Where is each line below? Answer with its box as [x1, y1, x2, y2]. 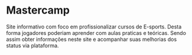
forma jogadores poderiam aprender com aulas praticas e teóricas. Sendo [6, 29, 186, 36]
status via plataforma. [6, 42, 59, 49]
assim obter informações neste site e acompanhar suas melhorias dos [6, 35, 177, 43]
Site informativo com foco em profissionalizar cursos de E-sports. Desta [6, 23, 182, 30]
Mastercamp [6, 4, 70, 17]
